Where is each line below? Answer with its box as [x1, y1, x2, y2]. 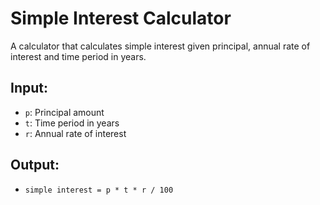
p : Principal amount [24, 106, 105, 118]
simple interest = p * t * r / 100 [24, 185, 174, 195]
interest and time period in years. [10, 50, 147, 62]
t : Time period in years [24, 117, 120, 129]
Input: [10, 80, 48, 97]
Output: [10, 157, 60, 174]
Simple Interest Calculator [10, 7, 232, 30]
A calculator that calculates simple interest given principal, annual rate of [10, 40, 311, 52]
